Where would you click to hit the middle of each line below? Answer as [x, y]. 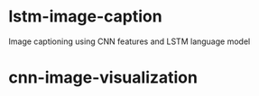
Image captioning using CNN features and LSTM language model [129, 41]
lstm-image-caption [86, 17]
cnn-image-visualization [103, 78]
